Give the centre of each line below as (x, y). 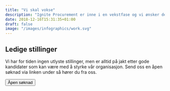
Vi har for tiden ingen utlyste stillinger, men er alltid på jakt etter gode (77, 61)
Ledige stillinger (31, 49)
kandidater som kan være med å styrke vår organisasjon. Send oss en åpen (84, 67)
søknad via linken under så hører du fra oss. (51, 72)
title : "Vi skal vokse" (30, 10)
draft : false (19, 24)
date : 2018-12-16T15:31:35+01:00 (40, 19)
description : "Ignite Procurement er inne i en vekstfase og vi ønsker (82, 15)
